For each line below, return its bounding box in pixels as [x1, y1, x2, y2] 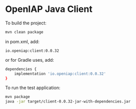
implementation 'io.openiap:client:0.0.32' [14, 71, 106, 76]
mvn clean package [5, 29, 43, 34]
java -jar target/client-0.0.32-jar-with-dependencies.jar [5, 99, 131, 104]
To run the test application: [5, 85, 60, 91]
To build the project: [5, 20, 46, 26]
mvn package [5, 95, 30, 100]
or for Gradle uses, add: [5, 57, 54, 63]
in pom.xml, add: [5, 38, 40, 44]
